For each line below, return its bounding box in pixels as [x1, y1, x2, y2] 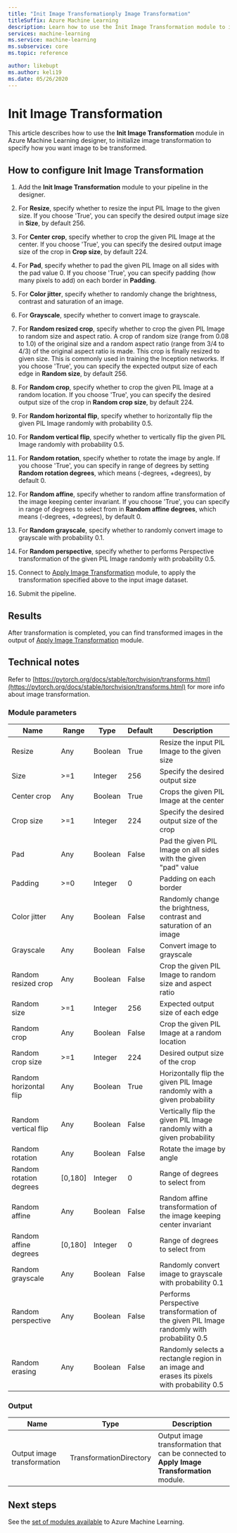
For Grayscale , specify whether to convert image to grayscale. [18, 311, 200, 320]
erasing [11, 1367, 37, 1377]
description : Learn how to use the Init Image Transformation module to [8, 23, 226, 30]
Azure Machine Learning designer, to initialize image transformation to [8, 137, 212, 145]
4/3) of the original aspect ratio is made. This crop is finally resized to [18, 347, 220, 355]
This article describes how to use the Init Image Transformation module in [8, 129, 224, 137]
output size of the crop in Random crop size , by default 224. [18, 398, 194, 407]
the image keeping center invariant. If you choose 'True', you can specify [18, 498, 230, 506]
